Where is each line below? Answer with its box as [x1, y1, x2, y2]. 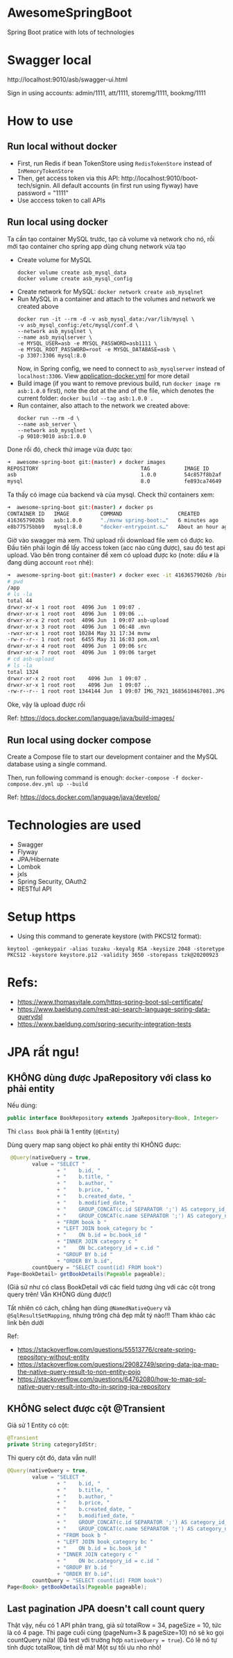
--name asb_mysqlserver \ [17, 334, 92, 341]
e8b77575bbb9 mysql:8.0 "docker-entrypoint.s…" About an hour [7, 523, 218, 530]
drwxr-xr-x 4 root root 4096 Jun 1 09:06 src [7, 643, 148, 650]
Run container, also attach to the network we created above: [17, 401, 190, 410]
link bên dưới [7, 1319, 44, 1327]
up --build [56, 781, 89, 788]
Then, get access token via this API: [17, 174, 120, 182]
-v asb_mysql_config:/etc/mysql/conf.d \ [17, 321, 139, 328]
